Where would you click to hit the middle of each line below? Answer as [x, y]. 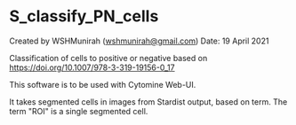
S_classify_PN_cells [84, 16]
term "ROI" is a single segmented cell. [79, 111]
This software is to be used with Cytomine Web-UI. [103, 84]
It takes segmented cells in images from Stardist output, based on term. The [148, 102]
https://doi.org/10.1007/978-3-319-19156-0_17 [92, 67]
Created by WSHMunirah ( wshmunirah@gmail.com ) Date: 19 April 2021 [139, 41]
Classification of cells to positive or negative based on [108, 58]
